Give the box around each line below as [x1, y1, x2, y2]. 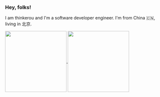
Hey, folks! [5, 4, 31, 11]
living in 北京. [5, 21, 32, 27]
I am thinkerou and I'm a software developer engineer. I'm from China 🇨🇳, [5, 15, 156, 21]
